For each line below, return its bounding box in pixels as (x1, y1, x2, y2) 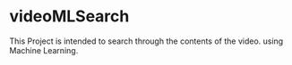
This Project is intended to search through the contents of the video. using (9, 36, 284, 46)
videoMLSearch (9, 6, 130, 27)
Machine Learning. (9, 45, 79, 55)
